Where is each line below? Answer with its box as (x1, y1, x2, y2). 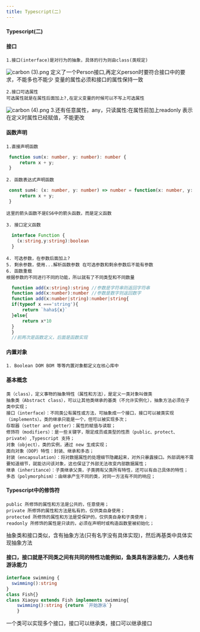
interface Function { (11, 232, 65, 238)
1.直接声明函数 (6, 144, 39, 150)
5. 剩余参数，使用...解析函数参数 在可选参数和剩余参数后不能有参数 (6, 262, 154, 268)
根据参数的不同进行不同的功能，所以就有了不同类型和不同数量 (6, 274, 135, 280)
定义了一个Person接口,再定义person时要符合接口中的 (50, 69, 180, 76)
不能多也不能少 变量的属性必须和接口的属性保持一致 (16, 76, 143, 83)
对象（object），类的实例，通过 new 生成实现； (6, 442, 109, 448)
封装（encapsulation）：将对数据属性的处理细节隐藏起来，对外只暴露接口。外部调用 (6, 454, 185, 460)
